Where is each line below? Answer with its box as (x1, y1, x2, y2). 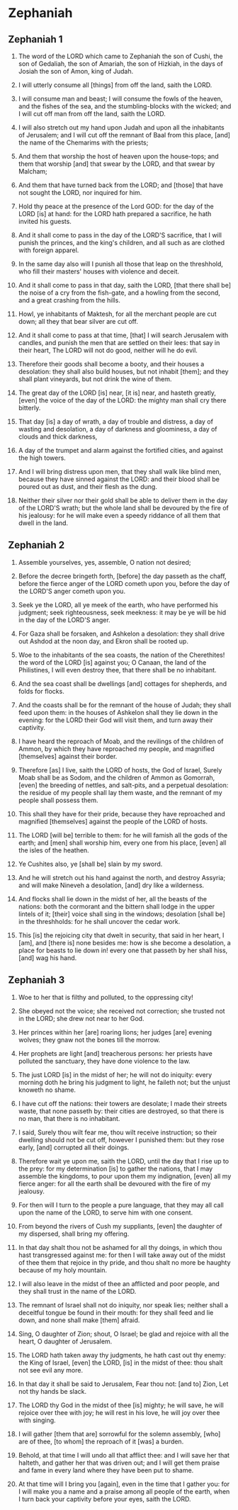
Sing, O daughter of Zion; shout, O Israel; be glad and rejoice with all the (18, 1329, 229, 1338)
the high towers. (18, 453, 66, 462)
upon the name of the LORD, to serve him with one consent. (18, 1208, 193, 1217)
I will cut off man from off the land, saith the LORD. (18, 110, 166, 118)
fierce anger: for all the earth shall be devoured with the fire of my (18, 1179, 211, 1188)
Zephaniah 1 (8, 33, 63, 45)
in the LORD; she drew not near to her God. (18, 1014, 144, 1022)
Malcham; (18, 167, 48, 175)
